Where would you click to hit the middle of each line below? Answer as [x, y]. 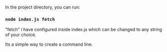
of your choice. [21, 35]
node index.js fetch [30, 19]
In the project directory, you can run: [43, 7]
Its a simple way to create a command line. [49, 45]
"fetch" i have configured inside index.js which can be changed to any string [84, 30]
